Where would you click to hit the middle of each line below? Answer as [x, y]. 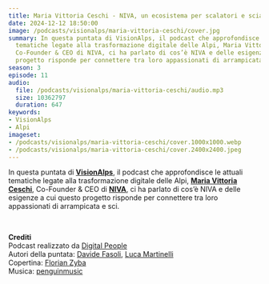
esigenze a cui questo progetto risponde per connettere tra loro [113, 198]
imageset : [25, 134]
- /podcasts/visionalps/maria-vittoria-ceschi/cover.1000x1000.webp [125, 142]
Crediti [20, 238]
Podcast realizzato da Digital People [68, 246]
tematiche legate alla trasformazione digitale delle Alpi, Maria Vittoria [123, 181]
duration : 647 [39, 105]
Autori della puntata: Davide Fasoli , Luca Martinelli [91, 254]
